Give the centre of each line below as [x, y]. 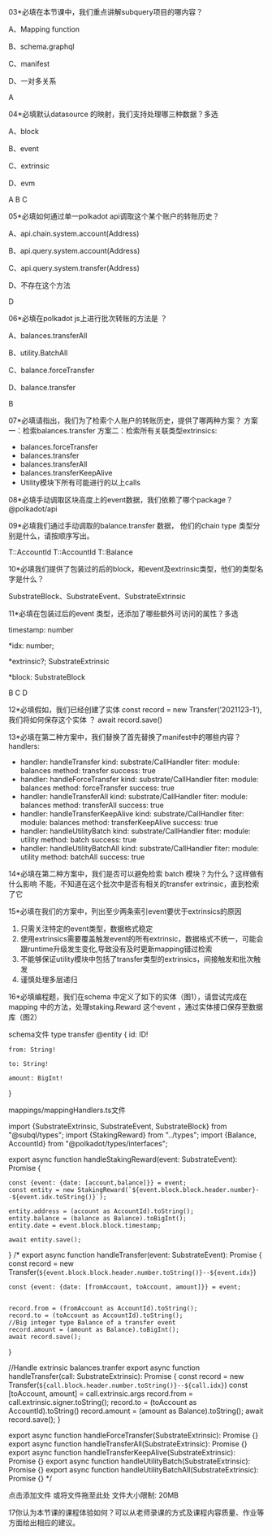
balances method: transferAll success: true [92, 805]
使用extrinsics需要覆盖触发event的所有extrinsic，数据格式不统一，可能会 [142, 939]
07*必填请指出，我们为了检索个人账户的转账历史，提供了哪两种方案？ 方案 [133, 420]
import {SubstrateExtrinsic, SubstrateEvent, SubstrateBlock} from [118, 1126]
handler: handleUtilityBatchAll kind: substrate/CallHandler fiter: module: [140, 848]
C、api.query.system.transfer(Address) [74, 268]
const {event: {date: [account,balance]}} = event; [97, 1183]
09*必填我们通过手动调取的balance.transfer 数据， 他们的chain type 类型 [131, 526]
